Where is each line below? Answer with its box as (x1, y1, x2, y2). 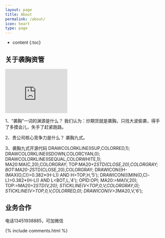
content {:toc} (12, 39, 41, 45)
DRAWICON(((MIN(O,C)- (100, 172, 150, 178)
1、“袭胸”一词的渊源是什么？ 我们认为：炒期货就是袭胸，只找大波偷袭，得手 (5, 118, 160, 123)
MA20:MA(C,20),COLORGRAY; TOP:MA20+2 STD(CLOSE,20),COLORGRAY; (5, 161, 158, 167)
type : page (5, 26, 28, 31)
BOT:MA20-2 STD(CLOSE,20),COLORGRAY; (5, 166, 94, 172)
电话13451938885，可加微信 (5, 218, 64, 224)
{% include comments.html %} (5, 228, 68, 234)
